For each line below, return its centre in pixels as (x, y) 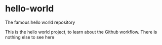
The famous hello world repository (40, 22)
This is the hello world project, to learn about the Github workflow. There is (81, 32)
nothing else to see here (30, 37)
